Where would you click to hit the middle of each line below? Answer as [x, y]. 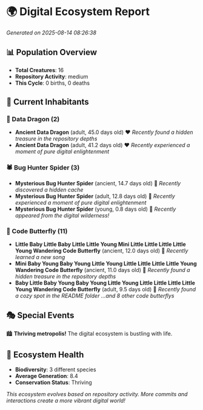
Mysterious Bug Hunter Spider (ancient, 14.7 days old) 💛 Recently [98, 183]
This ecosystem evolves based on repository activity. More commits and [97, 394]
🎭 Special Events [40, 316]
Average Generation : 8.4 [47, 375]
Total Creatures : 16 [39, 70]
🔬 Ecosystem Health [45, 355]
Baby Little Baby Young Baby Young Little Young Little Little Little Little [105, 283]
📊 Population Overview [52, 52]
